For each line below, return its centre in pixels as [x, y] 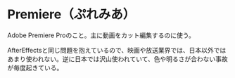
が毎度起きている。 [35, 67]
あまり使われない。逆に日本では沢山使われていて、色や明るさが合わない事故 [118, 59]
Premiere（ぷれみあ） [71, 14]
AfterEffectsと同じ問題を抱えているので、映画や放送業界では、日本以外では [117, 50]
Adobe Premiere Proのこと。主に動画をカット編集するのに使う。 [101, 35]
